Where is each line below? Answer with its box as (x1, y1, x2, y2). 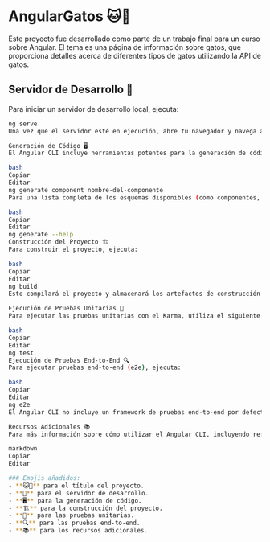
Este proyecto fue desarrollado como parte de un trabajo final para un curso (8, 34, 260, 43)
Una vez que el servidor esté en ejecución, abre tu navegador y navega (8, 127, 257, 135)
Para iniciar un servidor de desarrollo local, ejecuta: (8, 104, 179, 113)
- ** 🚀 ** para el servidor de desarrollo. (8, 489, 149, 497)
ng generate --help (8, 231, 74, 239)
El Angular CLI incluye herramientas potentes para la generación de (8, 149, 247, 158)
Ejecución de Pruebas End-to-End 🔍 (8, 356, 130, 364)
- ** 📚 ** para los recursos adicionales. (8, 527, 149, 535)
